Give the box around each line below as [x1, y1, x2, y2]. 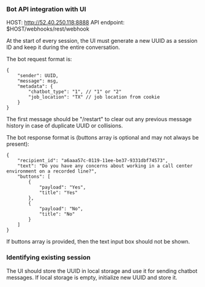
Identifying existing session [6, 253, 91, 262]
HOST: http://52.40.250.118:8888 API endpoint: [6, 19, 125, 26]
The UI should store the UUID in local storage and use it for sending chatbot [6, 267, 198, 274]
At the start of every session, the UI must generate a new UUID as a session [6, 37, 198, 45]
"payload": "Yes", [39, 184, 86, 191]
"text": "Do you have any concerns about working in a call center [17, 163, 193, 170]
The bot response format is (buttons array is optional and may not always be [6, 134, 199, 141]
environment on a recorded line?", [6, 168, 97, 174]
